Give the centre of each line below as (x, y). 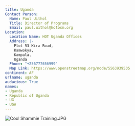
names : (12, 86)
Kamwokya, (24, 50)
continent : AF (20, 73)
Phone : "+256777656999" (34, 64)
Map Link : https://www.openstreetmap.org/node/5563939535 (70, 69)
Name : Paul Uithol (28, 18)
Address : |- (22, 41)
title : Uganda (20, 9)
